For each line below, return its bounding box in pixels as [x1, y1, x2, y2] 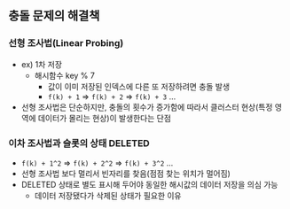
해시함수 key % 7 [34, 70, 95, 81]
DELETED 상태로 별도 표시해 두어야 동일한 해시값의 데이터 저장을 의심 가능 [20, 179, 278, 190]
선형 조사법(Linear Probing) [8, 37, 124, 50]
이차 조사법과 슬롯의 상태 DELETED [8, 136, 150, 149]
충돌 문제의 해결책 [8, 8, 100, 24]
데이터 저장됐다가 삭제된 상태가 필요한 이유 [34, 190, 183, 201]
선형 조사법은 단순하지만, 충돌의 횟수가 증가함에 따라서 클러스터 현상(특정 [20, 101, 273, 112]
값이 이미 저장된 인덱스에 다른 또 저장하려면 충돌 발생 [47, 81, 231, 91]
